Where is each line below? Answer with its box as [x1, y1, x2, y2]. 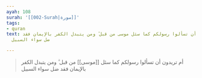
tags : [6, 20, 20, 26]
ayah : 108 [6, 8, 31, 15]
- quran [6, 25, 26, 32]
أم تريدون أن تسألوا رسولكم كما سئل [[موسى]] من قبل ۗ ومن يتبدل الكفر [21, 58, 184, 65]
